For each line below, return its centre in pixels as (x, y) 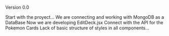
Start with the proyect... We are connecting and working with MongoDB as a (85, 17)
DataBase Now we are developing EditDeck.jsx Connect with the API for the (84, 23)
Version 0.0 (17, 7)
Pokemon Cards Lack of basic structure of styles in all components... (77, 28)
